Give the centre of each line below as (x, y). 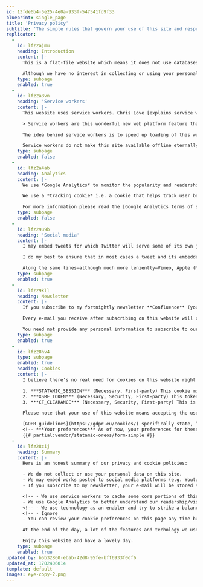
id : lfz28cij (34, 446)
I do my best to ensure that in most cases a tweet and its (99, 257)
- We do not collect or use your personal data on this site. (102, 474)
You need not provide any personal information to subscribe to (105, 329)
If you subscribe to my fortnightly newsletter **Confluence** (104, 307)
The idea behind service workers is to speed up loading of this (106, 135)
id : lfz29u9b (34, 229)
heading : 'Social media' (48, 235)
